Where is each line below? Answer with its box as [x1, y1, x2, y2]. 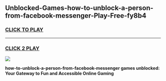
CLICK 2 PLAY [5, 45, 40, 52]
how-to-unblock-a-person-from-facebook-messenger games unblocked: [5, 65, 160, 71]
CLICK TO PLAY [5, 27, 43, 33]
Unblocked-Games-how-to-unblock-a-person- [5, 4, 154, 12]
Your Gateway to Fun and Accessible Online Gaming [5, 70, 114, 76]
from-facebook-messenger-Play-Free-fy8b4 [5, 12, 147, 20]
